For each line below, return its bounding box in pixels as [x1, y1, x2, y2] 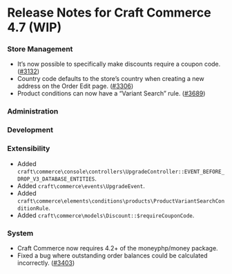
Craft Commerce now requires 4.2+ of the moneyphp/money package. [17, 244, 219, 252]
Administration [7, 107, 59, 116]
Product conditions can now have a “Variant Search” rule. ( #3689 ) [17, 89, 206, 98]
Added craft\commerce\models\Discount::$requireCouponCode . [17, 211, 195, 219]
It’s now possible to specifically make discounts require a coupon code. [17, 60, 221, 68]
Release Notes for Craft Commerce [7, 5, 212, 21]
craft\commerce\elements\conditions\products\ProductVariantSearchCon [17, 197, 225, 205]
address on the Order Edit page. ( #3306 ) [17, 82, 134, 91]
